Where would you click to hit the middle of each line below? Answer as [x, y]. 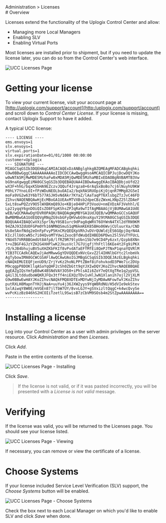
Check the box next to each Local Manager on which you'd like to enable [81, 510]
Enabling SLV [26, 37]
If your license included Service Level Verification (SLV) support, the [77, 485]
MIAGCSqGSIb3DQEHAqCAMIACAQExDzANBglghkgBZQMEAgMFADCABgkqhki [72, 168]
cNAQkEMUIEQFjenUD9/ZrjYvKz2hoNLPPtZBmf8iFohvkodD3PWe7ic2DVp [72, 262]
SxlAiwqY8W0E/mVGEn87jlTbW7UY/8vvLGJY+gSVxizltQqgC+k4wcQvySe [72, 288]
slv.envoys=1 [19, 146]
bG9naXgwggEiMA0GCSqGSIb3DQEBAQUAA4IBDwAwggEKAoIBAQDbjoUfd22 [72, 182]
